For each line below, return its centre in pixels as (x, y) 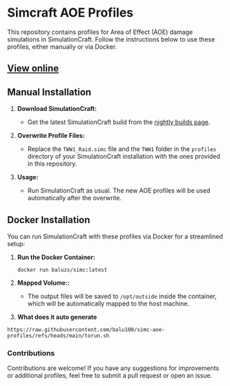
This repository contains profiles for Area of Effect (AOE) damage (100, 32)
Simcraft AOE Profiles (70, 13)
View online (33, 68)
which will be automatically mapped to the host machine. (108, 304)
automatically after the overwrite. (75, 198)
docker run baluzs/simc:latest (62, 270)
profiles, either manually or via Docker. (62, 46)
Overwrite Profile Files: (51, 136)
